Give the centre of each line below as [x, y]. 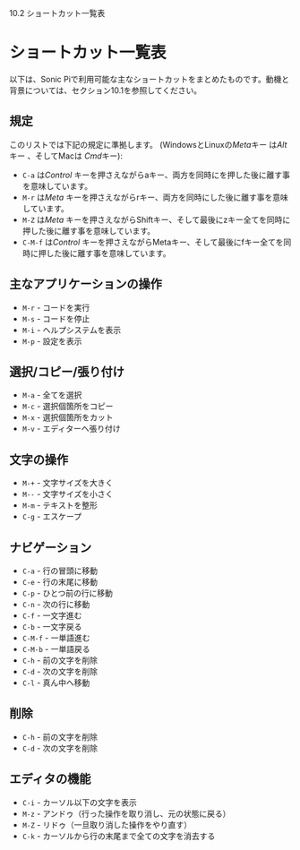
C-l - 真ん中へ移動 [56, 683]
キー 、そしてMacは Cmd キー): [66, 156]
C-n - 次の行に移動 [56, 604]
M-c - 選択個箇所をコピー [68, 407]
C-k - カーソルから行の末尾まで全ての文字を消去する [119, 836]
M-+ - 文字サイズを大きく [68, 483]
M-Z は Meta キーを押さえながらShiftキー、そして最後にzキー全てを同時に [156, 219]
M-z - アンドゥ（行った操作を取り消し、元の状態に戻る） [126, 813]
